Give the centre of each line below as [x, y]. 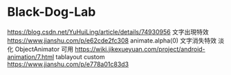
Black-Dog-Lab [52, 12]
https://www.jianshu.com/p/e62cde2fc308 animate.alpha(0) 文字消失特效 [112, 40]
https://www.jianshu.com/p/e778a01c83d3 [68, 64]
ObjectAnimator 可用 [44, 49]
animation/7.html [31, 56]
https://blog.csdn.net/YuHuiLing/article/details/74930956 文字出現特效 [108, 32]
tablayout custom [80, 56]
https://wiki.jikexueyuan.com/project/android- [140, 49]
